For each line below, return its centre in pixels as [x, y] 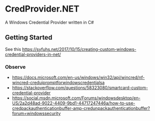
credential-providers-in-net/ [33, 54]
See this [13, 49]
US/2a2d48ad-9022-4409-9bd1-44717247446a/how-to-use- [73, 103]
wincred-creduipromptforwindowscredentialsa [58, 83]
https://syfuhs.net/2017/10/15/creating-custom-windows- [79, 49]
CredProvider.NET [42, 9]
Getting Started [29, 38]
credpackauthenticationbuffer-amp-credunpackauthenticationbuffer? [81, 108]
